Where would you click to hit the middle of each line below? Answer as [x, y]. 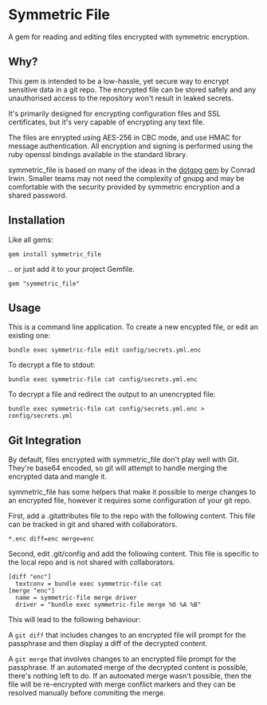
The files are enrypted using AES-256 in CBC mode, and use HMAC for [125, 137]
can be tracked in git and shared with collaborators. [93, 525]
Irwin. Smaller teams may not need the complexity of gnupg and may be [126, 178]
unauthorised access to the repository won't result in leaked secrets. [121, 98]
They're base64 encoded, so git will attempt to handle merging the [118, 468]
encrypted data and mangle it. [58, 477]
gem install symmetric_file [55, 254]
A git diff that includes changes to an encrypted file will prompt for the [127, 635]
